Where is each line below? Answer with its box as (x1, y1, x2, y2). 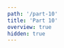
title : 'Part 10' (7, 17, 58, 24)
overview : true (7, 23, 52, 30)
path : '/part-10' (7, 10, 58, 18)
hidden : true (7, 30, 46, 37)
